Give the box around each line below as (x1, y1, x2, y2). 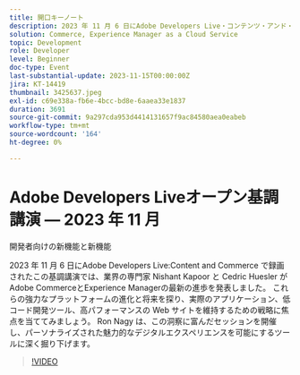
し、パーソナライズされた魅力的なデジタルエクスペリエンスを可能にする (9, 327, 275, 337)
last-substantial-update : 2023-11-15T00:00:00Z (9, 72, 191, 81)
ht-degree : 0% (9, 138, 63, 147)
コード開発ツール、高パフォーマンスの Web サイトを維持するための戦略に (9, 304, 282, 315)
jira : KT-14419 (9, 80, 66, 89)
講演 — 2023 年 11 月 (9, 209, 161, 229)
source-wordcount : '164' (9, 130, 102, 139)
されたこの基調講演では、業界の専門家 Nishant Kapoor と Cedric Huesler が (9, 270, 288, 282)
